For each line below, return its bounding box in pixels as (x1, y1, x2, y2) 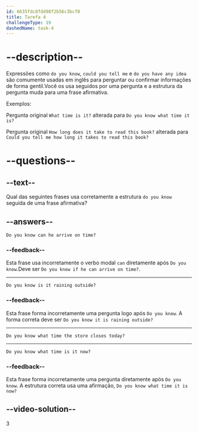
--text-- (6, 178, 35, 188)
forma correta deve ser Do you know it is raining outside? (6, 316, 153, 323)
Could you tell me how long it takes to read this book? (6, 135, 149, 140)
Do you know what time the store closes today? (6, 333, 126, 339)
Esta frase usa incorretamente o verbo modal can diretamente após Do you (6, 259, 187, 266)
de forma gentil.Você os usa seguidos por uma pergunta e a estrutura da (6, 83, 183, 90)
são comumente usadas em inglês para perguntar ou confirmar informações (6, 76, 192, 83)
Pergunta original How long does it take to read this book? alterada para (6, 128, 189, 136)
